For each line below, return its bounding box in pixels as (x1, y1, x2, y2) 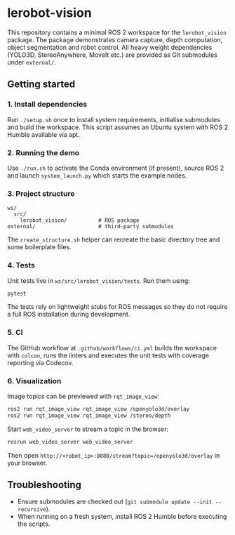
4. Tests (7, 260, 35, 270)
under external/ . (7, 58, 56, 66)
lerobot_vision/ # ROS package (20, 217, 140, 224)
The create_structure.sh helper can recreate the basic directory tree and (7, 235, 220, 244)
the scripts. (17, 520, 51, 528)
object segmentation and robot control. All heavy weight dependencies (7, 43, 213, 51)
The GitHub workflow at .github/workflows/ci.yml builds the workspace (7, 343, 217, 352)
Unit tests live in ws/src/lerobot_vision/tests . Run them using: (7, 276, 191, 285)
